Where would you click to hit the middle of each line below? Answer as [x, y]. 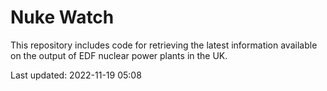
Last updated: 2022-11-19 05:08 [76, 75]
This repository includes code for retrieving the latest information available [164, 45]
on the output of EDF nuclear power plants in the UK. [119, 55]
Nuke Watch [62, 17]
